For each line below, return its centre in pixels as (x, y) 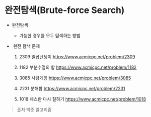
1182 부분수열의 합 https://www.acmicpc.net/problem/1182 (78, 67)
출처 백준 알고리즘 (34, 110)
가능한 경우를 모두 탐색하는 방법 (50, 35)
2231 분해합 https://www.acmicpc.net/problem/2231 (72, 88)
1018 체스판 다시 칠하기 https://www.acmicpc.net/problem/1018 (82, 99)
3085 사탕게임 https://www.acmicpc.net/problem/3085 (75, 78)
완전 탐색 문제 (27, 46)
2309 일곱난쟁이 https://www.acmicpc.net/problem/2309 (77, 57)
